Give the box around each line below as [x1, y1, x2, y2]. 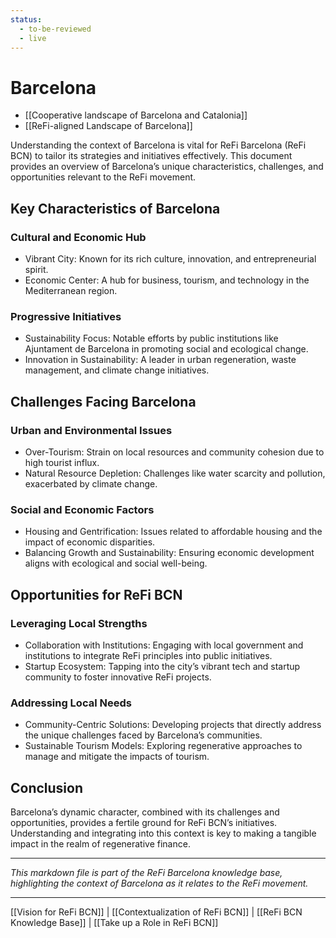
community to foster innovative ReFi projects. [24, 671, 212, 683]
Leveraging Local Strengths [10, 616, 148, 630]
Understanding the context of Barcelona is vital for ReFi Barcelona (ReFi [10, 139, 307, 151]
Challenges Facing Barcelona [10, 393, 197, 410]
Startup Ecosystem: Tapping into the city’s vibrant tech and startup [24, 660, 301, 672]
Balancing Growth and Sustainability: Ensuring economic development [24, 547, 315, 559]
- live [19, 33, 47, 43]
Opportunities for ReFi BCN [10, 586, 183, 603]
